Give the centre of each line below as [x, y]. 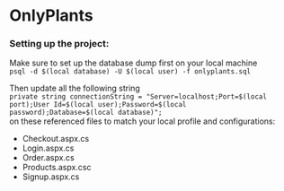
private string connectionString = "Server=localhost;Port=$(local [138, 97]
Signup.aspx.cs [51, 177]
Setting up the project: [59, 44]
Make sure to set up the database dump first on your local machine [133, 63]
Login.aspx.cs [48, 148]
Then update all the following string [75, 88]
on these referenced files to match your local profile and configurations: [142, 121]
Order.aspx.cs [48, 158]
